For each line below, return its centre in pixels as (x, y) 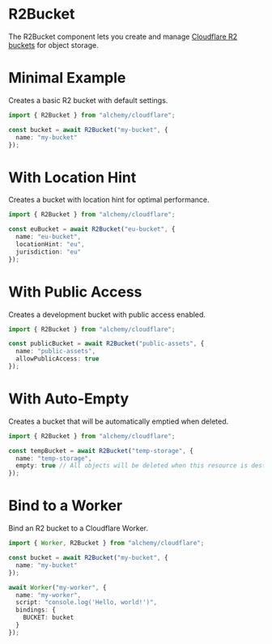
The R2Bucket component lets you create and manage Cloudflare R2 (123, 36)
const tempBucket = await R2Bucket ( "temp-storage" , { (101, 450)
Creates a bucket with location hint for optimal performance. (109, 200)
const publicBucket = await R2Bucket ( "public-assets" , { (106, 344)
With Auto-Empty (69, 399)
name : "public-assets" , (55, 352)
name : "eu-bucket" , (49, 237)
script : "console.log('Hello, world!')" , (87, 603)
